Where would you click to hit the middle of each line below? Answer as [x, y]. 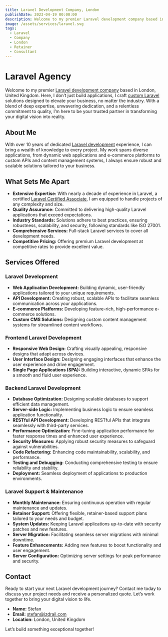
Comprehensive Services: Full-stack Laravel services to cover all [80, 231]
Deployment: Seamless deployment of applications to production [80, 473]
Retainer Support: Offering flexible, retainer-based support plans [80, 513]
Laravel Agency [38, 76]
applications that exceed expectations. [52, 215]
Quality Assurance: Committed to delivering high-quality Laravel [79, 209]
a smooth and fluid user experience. [49, 375]
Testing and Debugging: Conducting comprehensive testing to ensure [85, 462]
